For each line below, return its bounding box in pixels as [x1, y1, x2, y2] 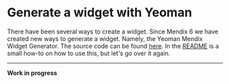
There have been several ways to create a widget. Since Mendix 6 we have [7, 27, 219, 36]
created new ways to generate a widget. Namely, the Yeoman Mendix [7, 34, 203, 42]
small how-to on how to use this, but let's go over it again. [7, 49, 170, 57]
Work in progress [7, 68, 57, 76]
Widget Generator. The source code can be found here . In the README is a [7, 42, 219, 50]
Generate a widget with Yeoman [7, 5, 192, 20]
